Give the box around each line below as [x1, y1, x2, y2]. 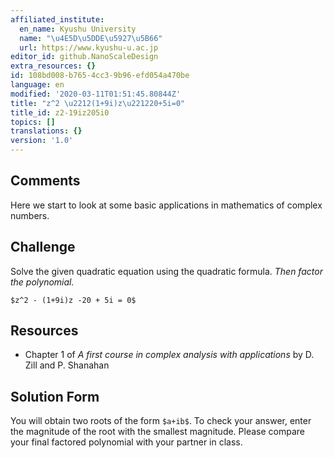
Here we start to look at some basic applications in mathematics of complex [10, 199, 323, 211]
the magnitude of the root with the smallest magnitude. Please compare [10, 426, 305, 438]
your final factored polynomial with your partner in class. [10, 436, 243, 448]
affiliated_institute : [10, 14, 105, 25]
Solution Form [10, 388, 100, 405]
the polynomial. [10, 276, 75, 288]
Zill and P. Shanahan [24, 359, 110, 371]
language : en [10, 80, 65, 90]
